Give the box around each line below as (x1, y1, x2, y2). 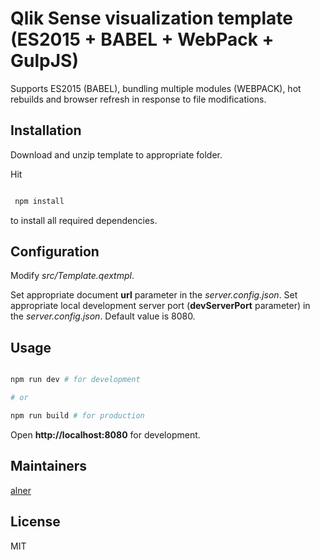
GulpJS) (10, 50, 79, 72)
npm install (14, 196, 65, 206)
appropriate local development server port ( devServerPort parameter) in (10, 300, 311, 312)
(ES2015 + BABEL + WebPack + (10, 28, 275, 51)
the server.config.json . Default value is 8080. (10, 310, 196, 322)
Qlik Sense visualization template (10, 7, 293, 30)
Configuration (10, 243, 100, 261)
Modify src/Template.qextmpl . (10, 270, 135, 282)
